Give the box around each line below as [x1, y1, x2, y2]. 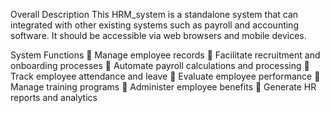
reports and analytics [10, 92, 98, 103]
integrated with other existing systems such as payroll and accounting [10, 19, 299, 31]
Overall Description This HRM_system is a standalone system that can [10, 9, 299, 20]
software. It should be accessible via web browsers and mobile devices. [10, 30, 307, 41]
